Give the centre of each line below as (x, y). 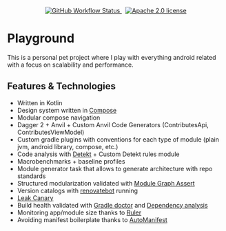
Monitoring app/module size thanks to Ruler (79, 212)
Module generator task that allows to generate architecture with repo (115, 168)
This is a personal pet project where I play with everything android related (112, 57)
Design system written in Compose (67, 110)
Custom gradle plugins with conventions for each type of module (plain (118, 139)
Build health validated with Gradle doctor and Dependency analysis (112, 205)
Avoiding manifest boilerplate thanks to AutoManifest (92, 219)
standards (31, 176)
